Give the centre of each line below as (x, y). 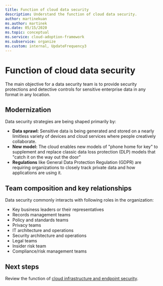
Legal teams (25, 241)
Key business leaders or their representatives (58, 209)
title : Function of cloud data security (47, 10)
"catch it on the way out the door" (46, 157)
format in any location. (28, 94)
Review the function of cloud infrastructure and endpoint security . (72, 278)
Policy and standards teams (40, 220)
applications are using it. (37, 173)
